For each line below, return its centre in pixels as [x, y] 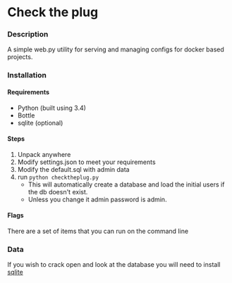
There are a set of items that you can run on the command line [98, 231]
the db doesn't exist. [58, 191]
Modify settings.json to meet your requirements [87, 162]
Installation [27, 75]
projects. [20, 57]
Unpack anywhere [44, 154]
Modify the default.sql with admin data [73, 169]
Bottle [26, 115]
